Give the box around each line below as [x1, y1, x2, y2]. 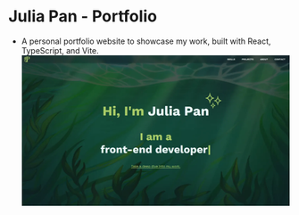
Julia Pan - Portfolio [8, 6, 158, 27]
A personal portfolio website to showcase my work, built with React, [21, 36, 271, 46]
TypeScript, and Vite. [21, 45, 99, 55]
